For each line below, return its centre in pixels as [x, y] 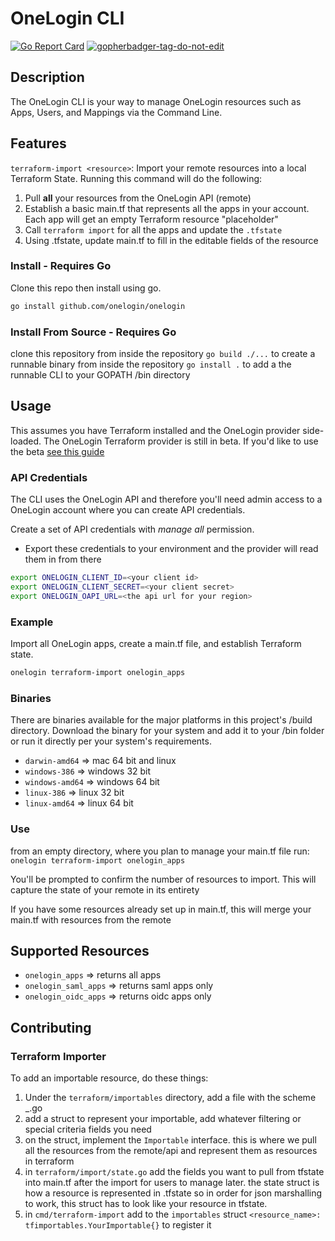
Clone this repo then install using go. [86, 288]
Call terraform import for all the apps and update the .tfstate [153, 229]
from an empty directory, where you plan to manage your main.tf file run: [160, 851]
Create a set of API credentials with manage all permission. [132, 529]
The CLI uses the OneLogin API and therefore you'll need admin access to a [166, 499]
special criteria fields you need [88, 1129]
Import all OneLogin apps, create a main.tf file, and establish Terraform [156, 644]
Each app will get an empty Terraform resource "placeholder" [151, 219]
